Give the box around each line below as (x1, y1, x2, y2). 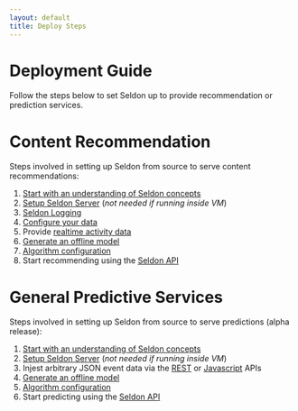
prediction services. (9, 100, 84, 111)
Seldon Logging (22, 207, 82, 218)
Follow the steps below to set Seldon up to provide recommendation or (9, 90, 273, 101)
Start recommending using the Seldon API (22, 255, 179, 266)
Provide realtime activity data (22, 226, 132, 237)
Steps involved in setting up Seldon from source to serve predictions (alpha (9, 316, 290, 327)
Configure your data (22, 217, 98, 228)
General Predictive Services (9, 287, 224, 307)
